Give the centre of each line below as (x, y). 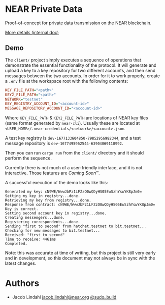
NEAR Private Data (44, 9)
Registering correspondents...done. (43, 222)
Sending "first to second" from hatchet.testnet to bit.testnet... (76, 226)
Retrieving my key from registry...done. (48, 201)
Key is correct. (22, 209)
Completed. (16, 244)
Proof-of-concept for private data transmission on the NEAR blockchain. (78, 23)
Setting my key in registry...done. (43, 196)
